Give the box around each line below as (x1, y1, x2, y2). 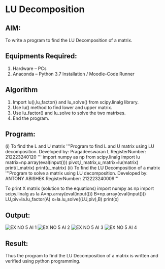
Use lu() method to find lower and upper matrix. (12, 104, 113, 110)
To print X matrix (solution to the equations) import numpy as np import (5, 185, 154, 191)
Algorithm (5, 85, 38, 94)
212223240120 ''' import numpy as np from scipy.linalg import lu (5, 154, 141, 160)
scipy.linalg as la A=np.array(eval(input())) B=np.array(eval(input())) (5, 191, 146, 197)
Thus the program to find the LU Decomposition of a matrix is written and (5, 253, 158, 259)
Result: (5, 239, 28, 248)
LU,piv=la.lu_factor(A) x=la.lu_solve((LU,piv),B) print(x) (5, 196, 119, 203)
